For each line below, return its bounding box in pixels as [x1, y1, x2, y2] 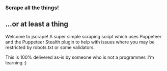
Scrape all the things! [5, 4, 60, 11]
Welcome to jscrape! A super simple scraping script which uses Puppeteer [5, 33, 162, 39]
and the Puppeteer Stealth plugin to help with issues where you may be [5, 39, 155, 45]
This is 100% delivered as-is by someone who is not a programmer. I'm [5, 54, 154, 60]
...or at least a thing [5, 20, 69, 29]
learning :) [5, 59, 27, 65]
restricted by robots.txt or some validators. [5, 44, 95, 50]
